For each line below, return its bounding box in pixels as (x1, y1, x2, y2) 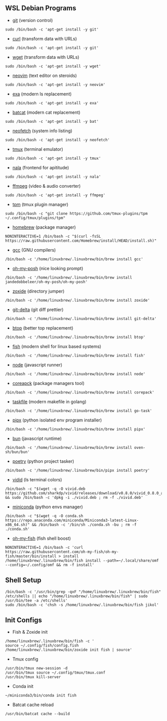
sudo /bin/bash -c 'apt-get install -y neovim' (5, 82, 106, 87)
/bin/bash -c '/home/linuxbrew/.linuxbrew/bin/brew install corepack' (5, 389, 155, 395)
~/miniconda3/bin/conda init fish (5, 693, 77, 698)
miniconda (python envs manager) (12, 504, 83, 510)
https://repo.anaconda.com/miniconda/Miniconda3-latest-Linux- (5, 518, 139, 523)
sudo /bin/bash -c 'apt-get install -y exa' (5, 100, 99, 105)
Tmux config (12, 656, 38, 662)
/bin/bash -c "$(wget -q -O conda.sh (5, 513, 83, 518)
